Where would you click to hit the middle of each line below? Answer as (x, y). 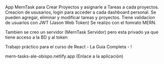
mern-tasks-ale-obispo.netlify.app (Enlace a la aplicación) (64, 56)
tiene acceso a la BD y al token (37, 37)
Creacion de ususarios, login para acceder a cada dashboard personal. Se (81, 12)
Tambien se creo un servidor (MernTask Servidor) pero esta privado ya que (82, 32)
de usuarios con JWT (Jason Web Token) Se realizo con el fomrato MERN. (81, 22)
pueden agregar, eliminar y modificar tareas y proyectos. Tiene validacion (80, 17)
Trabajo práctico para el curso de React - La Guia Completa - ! (69, 47)
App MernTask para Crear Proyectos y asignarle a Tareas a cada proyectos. (82, 7)
